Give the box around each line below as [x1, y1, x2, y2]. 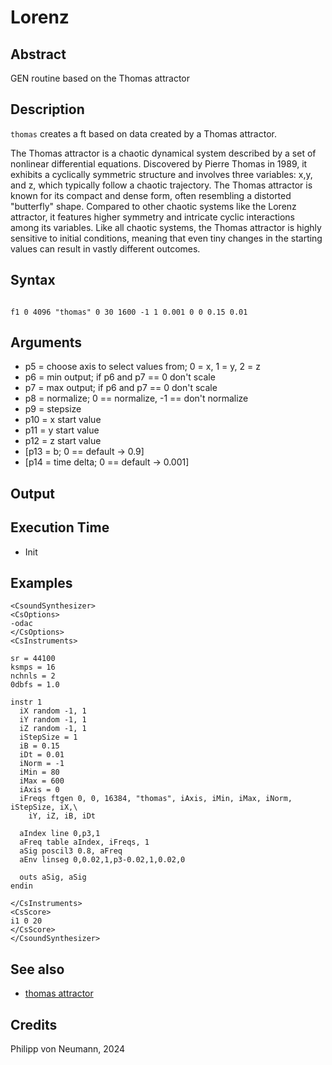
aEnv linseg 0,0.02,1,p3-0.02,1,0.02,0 [19, 855, 186, 865]
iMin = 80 [19, 767, 60, 778]
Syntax [10, 272, 56, 289]
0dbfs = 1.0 [10, 680, 60, 690]
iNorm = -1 [19, 759, 65, 769]
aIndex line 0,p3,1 [19, 829, 101, 839]
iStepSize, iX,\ [10, 802, 78, 813]
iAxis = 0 [19, 785, 60, 795]
